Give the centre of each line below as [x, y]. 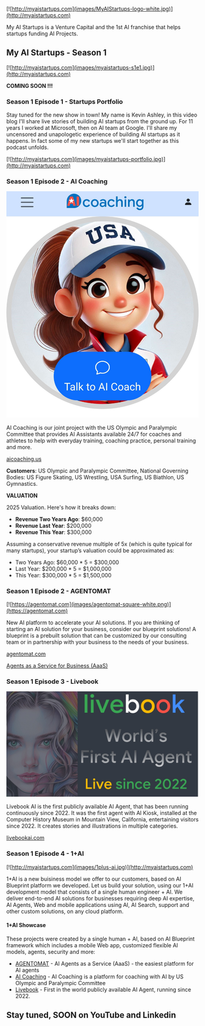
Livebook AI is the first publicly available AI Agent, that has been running [98, 807]
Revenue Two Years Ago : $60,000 [59, 519]
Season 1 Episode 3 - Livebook [52, 681]
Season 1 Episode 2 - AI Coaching [57, 181]
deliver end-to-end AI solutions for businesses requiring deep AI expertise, [100, 898]
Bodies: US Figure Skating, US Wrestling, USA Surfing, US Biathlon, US [95, 477]
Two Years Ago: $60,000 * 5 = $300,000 [67, 562]
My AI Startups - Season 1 [56, 53]
